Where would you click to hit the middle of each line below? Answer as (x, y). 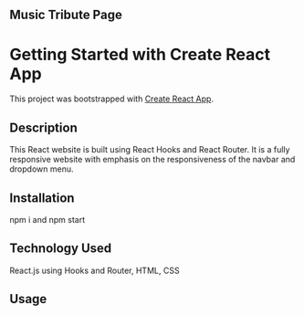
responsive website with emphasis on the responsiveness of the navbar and (152, 160)
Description (43, 127)
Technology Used (61, 249)
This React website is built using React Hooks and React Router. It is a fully (150, 150)
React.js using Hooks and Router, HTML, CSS (94, 270)
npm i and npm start (47, 219)
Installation (42, 198)
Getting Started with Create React (140, 54)
